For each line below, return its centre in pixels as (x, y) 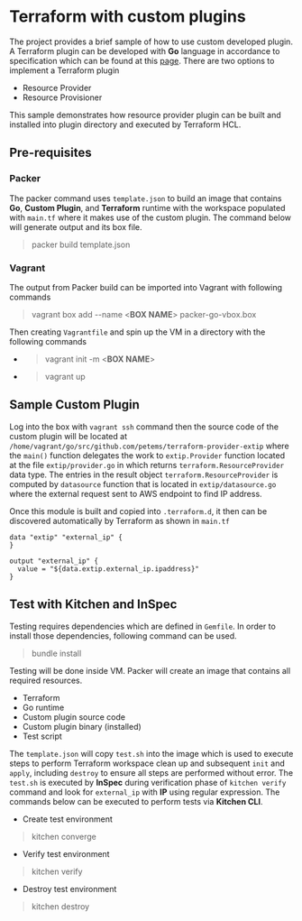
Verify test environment (66, 853)
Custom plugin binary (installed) (82, 726)
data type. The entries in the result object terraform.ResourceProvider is (144, 474)
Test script (42, 736)
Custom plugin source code (74, 717)
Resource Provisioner (62, 97)
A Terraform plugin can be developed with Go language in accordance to (145, 51)
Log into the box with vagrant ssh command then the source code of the (144, 427)
